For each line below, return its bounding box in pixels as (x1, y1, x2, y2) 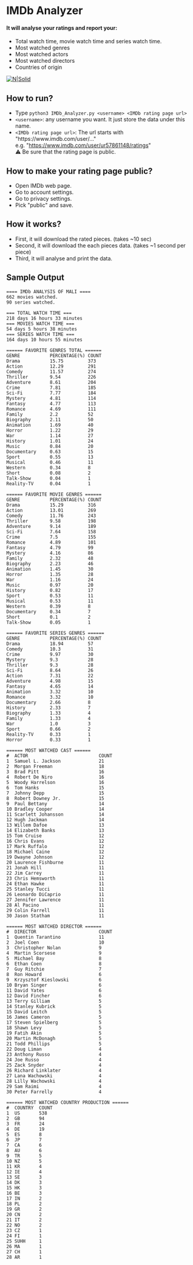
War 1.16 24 (6, 577, 94, 583)
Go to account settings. (15, 188, 74, 196)
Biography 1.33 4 (6, 710, 91, 716)
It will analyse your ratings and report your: (6, 24, 118, 31)
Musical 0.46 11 (6, 459, 94, 465)
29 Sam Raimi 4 (6, 1083, 102, 1089)
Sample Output (6, 273, 65, 283)
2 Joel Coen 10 (6, 939, 104, 946)
